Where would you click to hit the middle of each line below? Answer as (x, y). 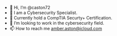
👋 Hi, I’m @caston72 (30, 8)
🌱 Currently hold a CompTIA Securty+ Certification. (61, 18)
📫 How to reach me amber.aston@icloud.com (56, 28)
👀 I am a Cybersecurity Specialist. (43, 13)
